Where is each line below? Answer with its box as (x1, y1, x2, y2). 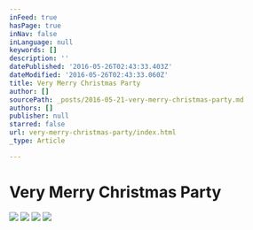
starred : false (9, 120, 66, 129)
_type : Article (9, 136, 66, 145)
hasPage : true (9, 21, 62, 30)
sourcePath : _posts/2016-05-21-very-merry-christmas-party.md (9, 95, 244, 104)
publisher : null (9, 111, 69, 120)
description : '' (9, 54, 69, 63)
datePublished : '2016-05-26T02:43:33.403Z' (9, 63, 173, 72)
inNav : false (9, 29, 58, 38)
